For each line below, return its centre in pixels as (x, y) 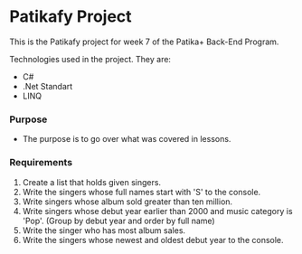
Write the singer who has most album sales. (104, 230)
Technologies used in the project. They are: (90, 59)
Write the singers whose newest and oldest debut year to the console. (153, 240)
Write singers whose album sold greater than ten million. (127, 202)
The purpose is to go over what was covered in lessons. (127, 139)
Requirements (41, 163)
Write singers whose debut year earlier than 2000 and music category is (157, 211)
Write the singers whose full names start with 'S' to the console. (142, 192)
